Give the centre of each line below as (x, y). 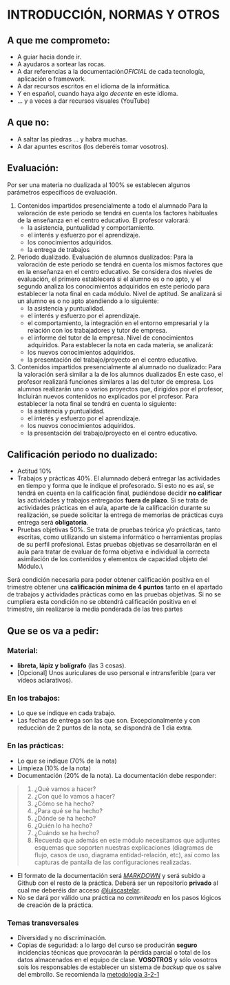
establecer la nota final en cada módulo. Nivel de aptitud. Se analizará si (119, 293)
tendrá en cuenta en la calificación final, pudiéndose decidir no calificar (119, 493)
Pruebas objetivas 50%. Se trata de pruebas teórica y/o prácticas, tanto (119, 530)
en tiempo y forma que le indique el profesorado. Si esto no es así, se (116, 486)
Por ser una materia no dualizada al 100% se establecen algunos (99, 185)
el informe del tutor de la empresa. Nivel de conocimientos (111, 338)
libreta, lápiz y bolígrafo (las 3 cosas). (72, 665)
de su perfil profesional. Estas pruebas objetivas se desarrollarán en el (117, 545)
